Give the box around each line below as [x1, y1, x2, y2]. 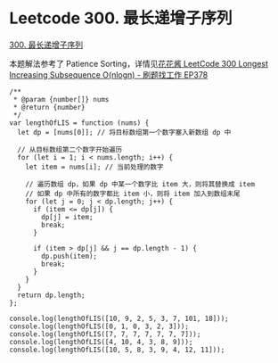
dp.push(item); [41, 252, 98, 260]
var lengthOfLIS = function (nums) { [9, 118, 150, 128]
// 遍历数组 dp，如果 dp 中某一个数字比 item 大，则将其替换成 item [25, 179, 256, 188]
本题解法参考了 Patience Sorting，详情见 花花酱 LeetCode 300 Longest [9, 58, 269, 69]
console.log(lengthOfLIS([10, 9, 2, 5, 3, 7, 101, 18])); [9, 314, 229, 323]
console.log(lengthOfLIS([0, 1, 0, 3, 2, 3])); [9, 322, 190, 331]
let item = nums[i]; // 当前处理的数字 [25, 162, 164, 171]
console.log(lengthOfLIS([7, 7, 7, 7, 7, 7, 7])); [9, 329, 201, 339]
